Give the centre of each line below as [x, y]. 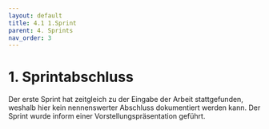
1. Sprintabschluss [71, 77]
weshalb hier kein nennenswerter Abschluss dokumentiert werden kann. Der [134, 107]
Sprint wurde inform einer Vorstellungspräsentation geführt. [107, 116]
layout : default [35, 16]
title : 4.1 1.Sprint [43, 23]
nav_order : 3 [30, 38]
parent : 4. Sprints [41, 30]
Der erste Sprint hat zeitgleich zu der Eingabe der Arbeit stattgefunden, [126, 100]
